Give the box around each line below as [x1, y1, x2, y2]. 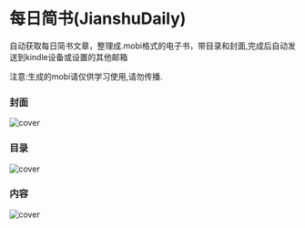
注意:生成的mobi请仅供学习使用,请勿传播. [9, 70, 163, 82]
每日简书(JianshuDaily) [9, 8, 187, 29]
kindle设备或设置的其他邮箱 [25, 51, 128, 62]
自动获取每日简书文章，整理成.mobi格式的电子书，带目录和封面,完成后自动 [9, 40, 289, 51]
